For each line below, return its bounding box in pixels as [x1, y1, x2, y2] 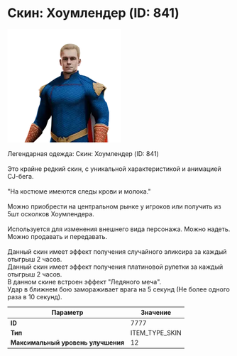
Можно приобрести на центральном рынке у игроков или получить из [7, 202, 221, 211]
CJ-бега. [7, 172, 34, 180]
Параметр [51, 308, 84, 317]
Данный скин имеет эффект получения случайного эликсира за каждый [7, 247, 227, 256]
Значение [140, 308, 172, 317]
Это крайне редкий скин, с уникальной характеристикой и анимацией [7, 165, 221, 173]
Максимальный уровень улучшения [10, 338, 125, 347]
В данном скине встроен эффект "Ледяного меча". [7, 277, 162, 286]
